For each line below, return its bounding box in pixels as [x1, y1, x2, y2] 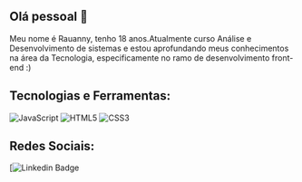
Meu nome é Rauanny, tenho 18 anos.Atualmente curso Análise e [9, 33, 252, 43]
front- [271, 52, 294, 63]
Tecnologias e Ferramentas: [9, 88, 171, 104]
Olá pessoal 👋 [9, 9, 89, 24]
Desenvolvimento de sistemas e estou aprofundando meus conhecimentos [9, 43, 289, 53]
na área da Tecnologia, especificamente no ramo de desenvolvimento [9, 52, 270, 63]
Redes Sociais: [9, 139, 95, 154]
